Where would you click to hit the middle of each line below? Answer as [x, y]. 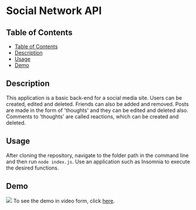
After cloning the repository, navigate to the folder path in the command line [97, 155]
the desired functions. [32, 168]
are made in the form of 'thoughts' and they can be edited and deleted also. [97, 110]
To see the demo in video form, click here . [64, 201]
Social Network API [54, 11]
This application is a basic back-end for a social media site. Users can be [94, 97]
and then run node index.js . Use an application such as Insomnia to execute [98, 161]
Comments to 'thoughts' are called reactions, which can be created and [92, 116]
